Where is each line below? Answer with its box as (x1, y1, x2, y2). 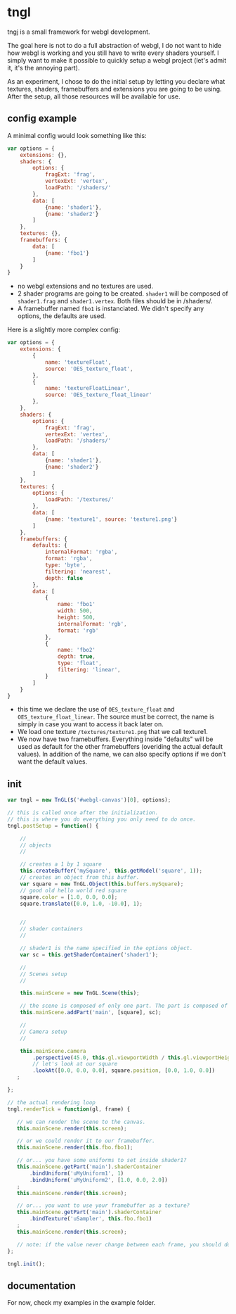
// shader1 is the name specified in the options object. (20, 945, 193, 952)
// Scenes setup (20, 971, 68, 978)
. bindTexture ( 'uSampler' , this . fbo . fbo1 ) (29, 1215, 152, 1223)
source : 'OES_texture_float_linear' (44, 391, 152, 398)
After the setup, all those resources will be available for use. (7, 92, 181, 101)
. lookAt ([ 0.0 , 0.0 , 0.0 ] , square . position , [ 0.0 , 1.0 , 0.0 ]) (32, 1067, 216, 1074)
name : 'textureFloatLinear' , (44, 385, 131, 392)
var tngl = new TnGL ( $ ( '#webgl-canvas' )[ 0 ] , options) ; (7, 797, 171, 804)
